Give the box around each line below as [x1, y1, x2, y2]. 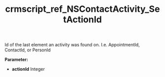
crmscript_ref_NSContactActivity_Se [5, 3, 160, 15]
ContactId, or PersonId [4, 47, 51, 53]
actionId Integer [11, 66, 45, 72]
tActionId [63, 14, 102, 25]
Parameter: [4, 57, 28, 63]
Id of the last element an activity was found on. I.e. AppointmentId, [4, 42, 140, 48]
